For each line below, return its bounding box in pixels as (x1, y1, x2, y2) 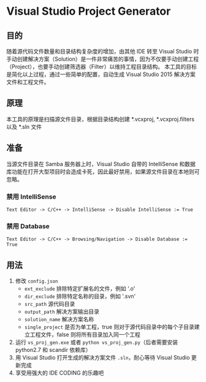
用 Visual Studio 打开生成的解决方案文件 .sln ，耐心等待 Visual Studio (15, 354, 190, 361)
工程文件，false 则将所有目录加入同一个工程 (29, 331, 141, 338)
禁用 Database (6, 222, 50, 231)
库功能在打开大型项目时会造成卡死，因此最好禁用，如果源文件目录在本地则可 (6, 167, 200, 175)
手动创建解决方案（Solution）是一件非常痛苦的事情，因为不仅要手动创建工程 (6, 55, 199, 63)
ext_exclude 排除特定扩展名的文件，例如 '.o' (24, 285, 135, 292)
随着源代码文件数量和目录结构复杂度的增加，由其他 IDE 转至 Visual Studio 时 (6, 48, 199, 55)
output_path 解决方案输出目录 (24, 308, 100, 315)
